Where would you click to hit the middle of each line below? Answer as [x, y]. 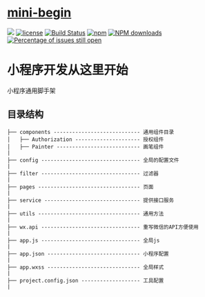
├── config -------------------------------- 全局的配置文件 [93, 160]
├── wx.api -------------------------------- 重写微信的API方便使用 [103, 227]
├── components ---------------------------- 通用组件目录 [91, 132]
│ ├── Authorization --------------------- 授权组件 [86, 140]
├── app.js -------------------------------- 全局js [84, 240]
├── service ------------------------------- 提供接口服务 [91, 200]
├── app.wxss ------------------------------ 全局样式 [86, 267]
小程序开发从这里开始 [68, 70]
